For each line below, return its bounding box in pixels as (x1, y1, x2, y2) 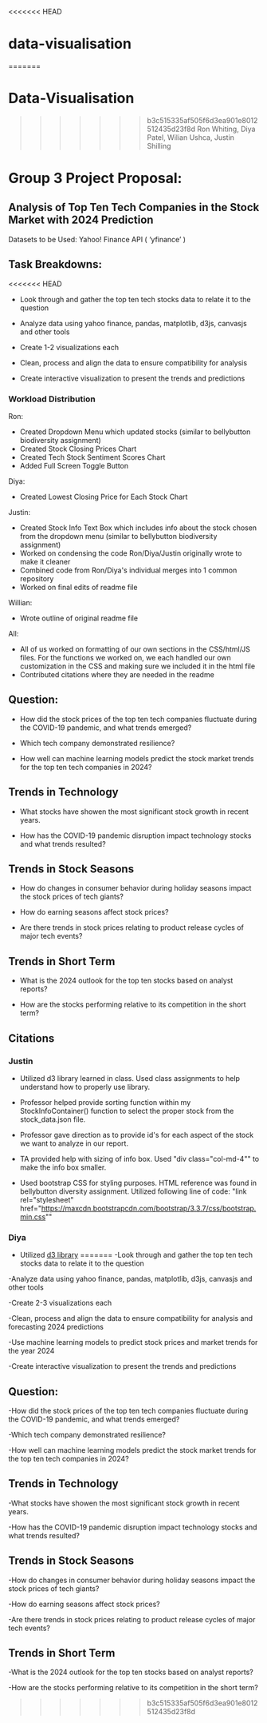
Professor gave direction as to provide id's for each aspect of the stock (19, 1130, 253, 1139)
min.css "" (19, 1211, 53, 1222)
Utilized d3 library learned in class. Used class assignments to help (19, 1073, 241, 1083)
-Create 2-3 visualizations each (8, 1298, 112, 1308)
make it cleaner (19, 556, 71, 566)
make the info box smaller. (19, 1163, 107, 1172)
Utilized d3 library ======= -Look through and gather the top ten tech (19, 1250, 253, 1260)
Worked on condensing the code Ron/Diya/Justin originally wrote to (19, 548, 242, 558)
